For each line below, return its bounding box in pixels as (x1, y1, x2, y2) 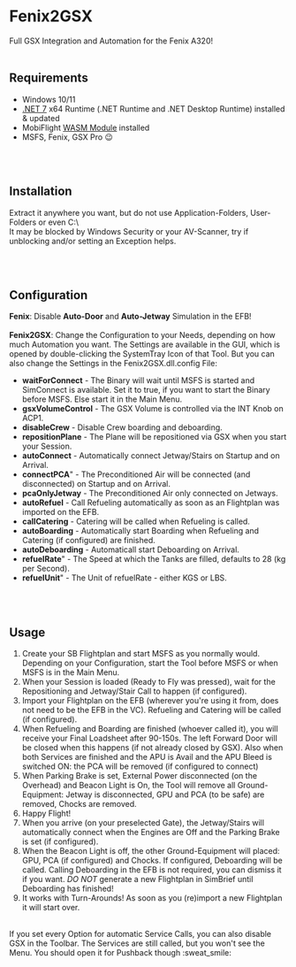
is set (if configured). (21, 836, 99, 847)
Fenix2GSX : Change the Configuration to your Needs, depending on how (9, 330, 276, 341)
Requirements (9, 71, 88, 86)
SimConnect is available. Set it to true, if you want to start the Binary (21, 385, 271, 395)
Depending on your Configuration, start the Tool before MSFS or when (21, 657, 278, 669)
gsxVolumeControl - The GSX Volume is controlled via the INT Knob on (21, 403, 285, 414)
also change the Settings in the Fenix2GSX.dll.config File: (9, 358, 218, 369)
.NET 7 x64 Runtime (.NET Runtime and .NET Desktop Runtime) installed (21, 104, 285, 114)
